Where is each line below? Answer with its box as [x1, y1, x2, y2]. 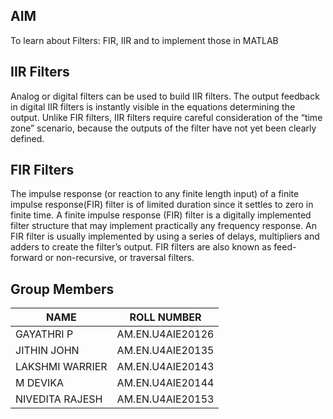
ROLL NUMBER [129, 310, 202, 324]
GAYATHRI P [15, 327, 74, 341]
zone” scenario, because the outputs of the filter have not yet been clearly [10, 122, 317, 134]
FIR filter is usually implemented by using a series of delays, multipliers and [10, 230, 320, 243]
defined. [10, 132, 45, 144]
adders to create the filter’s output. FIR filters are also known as [10, 241, 272, 253]
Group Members [10, 280, 115, 298]
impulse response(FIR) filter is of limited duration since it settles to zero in [10, 199, 314, 211]
